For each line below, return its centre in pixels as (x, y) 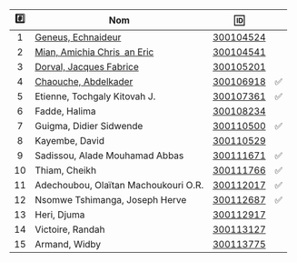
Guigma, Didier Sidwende (89, 126)
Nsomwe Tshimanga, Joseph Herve (111, 200)
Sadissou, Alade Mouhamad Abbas (109, 156)
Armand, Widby (68, 244)
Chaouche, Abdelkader (84, 81)
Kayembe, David (69, 141)
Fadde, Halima (65, 111)
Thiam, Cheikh (66, 170)
